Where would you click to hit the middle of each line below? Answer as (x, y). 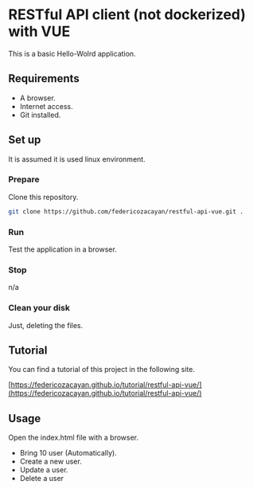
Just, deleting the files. (46, 325)
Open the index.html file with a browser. (74, 438)
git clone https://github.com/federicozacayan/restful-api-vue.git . (126, 211)
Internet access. (46, 106)
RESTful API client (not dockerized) (127, 15)
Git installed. (40, 115)
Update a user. (44, 470)
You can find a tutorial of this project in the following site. (101, 370)
